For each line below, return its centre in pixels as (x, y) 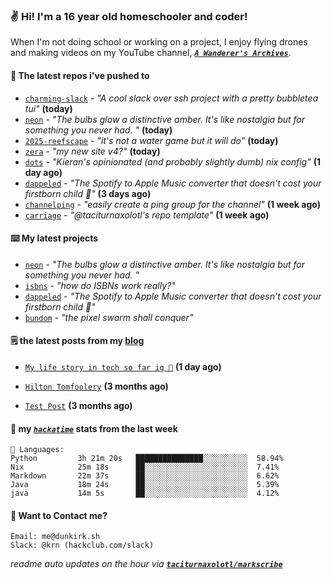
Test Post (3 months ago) (78, 405)
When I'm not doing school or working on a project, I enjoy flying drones (159, 42)
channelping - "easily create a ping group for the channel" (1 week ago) (172, 204)
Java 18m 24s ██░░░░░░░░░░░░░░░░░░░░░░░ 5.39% (145, 485)
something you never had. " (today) (98, 130)
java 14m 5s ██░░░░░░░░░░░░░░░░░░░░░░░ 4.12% (145, 494)
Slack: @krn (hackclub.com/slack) (82, 545)
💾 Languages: (37, 450)
